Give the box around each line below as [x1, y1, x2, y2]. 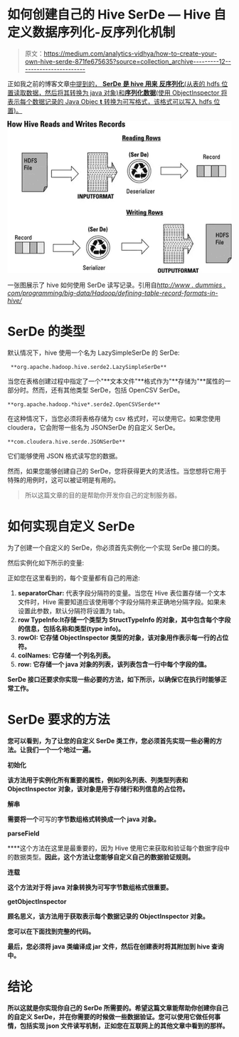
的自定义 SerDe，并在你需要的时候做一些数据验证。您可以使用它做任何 [7, 1012, 215, 1021]
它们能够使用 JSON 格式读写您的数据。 [7, 452, 122, 460]
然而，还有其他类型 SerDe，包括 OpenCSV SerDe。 [31, 385, 184, 394]
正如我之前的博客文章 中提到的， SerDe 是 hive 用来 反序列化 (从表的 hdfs [7, 79, 221, 88]
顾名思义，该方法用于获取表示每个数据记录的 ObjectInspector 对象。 [7, 912, 209, 920]
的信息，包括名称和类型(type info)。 [17, 624, 125, 632]
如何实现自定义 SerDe [7, 518, 135, 535]
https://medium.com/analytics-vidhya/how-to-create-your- [43, 49, 218, 58]
